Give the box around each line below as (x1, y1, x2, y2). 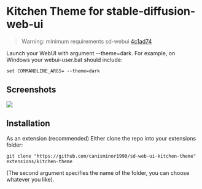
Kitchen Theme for (6, 4, 104, 18)
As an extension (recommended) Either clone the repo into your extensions (6, 134, 196, 142)
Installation (6, 118, 50, 129)
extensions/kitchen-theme (6, 158, 72, 164)
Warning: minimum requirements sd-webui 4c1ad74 (21, 37, 152, 45)
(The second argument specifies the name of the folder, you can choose (6, 169, 190, 176)
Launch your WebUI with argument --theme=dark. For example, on (6, 49, 176, 56)
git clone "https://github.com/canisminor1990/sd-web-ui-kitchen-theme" (6, 153, 196, 159)
